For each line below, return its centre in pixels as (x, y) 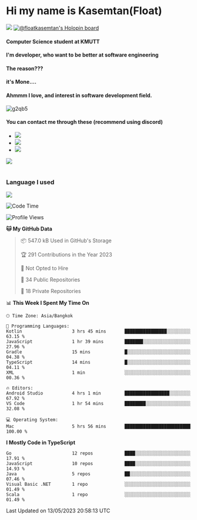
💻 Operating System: (32, 420)
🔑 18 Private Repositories (51, 291)
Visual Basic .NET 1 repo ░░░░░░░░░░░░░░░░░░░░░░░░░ (98, 485)
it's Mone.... (21, 82)
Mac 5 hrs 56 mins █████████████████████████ (98, 427)
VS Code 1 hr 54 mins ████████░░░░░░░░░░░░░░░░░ (98, 404)
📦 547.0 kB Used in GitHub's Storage (66, 241)
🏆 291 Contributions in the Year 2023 (66, 255)
